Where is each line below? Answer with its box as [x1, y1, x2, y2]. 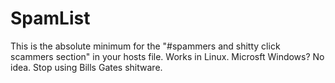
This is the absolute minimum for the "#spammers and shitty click [10, 40, 281, 52]
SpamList [10, 7, 91, 30]
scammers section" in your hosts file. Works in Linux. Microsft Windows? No [10, 50, 325, 62]
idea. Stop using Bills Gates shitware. [10, 61, 163, 73]
